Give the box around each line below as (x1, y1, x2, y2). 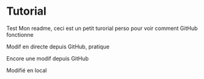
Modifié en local (6, 66, 47, 74)
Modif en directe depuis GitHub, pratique (6, 43, 110, 50)
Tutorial (6, 4, 47, 18)
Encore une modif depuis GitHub (6, 55, 89, 62)
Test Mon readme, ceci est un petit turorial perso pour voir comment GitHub (6, 24, 198, 32)
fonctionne (6, 31, 34, 38)
